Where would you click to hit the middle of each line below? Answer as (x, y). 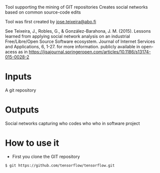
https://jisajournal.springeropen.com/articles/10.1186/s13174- (90, 52)
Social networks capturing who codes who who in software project (73, 123)
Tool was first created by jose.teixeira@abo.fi (51, 22)
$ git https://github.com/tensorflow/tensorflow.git (60, 165)
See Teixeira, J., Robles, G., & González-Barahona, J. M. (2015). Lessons (78, 31)
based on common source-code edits (43, 12)
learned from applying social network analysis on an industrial (68, 36)
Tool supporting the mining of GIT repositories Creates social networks (77, 7)
